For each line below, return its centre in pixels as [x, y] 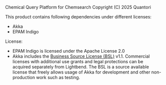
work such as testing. [58, 77]
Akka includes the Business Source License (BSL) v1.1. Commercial [81, 56]
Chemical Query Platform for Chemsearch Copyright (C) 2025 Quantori [78, 7]
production [24, 77]
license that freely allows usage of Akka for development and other [81, 72]
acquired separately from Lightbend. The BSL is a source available [81, 67]
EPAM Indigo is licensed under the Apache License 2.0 [69, 51]
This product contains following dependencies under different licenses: [79, 17]
